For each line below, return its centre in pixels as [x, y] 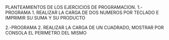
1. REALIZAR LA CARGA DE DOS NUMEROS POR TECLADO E [95, 12]
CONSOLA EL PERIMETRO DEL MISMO [46, 33]
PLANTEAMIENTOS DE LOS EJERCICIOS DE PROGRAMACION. [71, 7]
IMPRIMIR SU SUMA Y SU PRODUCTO [45, 18]
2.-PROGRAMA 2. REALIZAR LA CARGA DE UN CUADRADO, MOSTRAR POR [84, 27]
